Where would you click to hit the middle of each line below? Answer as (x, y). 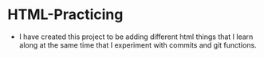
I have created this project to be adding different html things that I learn (136, 37)
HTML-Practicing (65, 15)
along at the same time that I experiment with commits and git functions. (138, 44)
